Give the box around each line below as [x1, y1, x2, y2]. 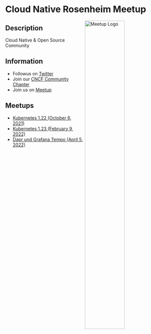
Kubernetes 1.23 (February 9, [12, 126, 74, 132]
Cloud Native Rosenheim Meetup [5, 4, 146, 15]
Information [5, 57, 43, 66]
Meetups [5, 101, 34, 110]
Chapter [12, 81, 30, 87]
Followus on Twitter [12, 70, 54, 76]
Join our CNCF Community [12, 76, 69, 82]
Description [5, 24, 43, 32]
